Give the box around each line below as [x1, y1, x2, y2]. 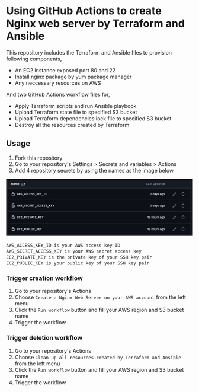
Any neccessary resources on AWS [14, 79, 101, 87]
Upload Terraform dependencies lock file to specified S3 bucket [14, 114, 172, 122]
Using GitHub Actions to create [6, 4, 162, 18]
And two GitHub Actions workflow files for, [6, 91, 110, 98]
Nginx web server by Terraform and [6, 17, 185, 30]
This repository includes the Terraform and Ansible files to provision [6, 49, 172, 56]
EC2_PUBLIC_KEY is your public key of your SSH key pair [6, 260, 150, 266]
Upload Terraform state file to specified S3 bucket [14, 109, 137, 116]
